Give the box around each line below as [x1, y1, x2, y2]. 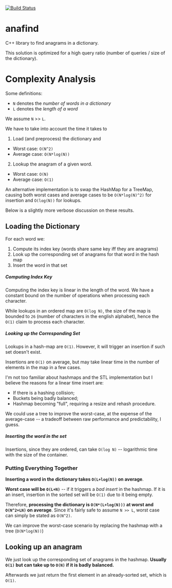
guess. [5, 421, 20, 428]
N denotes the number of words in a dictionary [12, 100, 111, 106]
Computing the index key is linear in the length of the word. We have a [5, 287, 154, 293]
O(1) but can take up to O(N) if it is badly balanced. [5, 562, 114, 568]
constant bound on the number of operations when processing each [5, 292, 150, 298]
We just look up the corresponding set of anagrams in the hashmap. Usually [5, 556, 167, 562]
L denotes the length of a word [12, 105, 78, 112]
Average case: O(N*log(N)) [12, 151, 70, 157]
